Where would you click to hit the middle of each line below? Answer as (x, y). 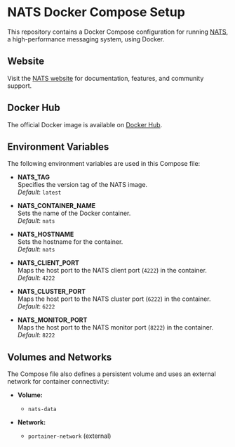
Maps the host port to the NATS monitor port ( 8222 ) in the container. (115, 328)
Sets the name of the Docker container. (74, 213)
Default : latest (39, 192)
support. (20, 86)
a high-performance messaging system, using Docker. (86, 39)
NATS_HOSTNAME (46, 234)
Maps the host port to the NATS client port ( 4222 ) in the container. (112, 271)
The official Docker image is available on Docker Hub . (85, 124)
